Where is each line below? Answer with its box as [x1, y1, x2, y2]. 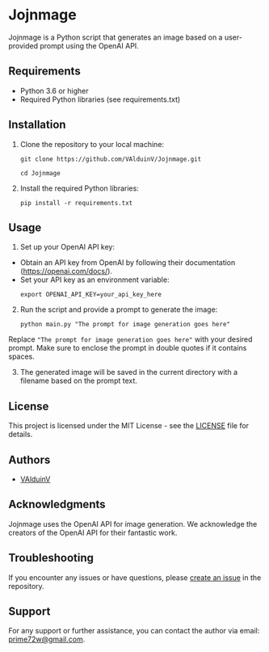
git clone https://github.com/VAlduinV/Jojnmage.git [19, 155, 202, 163]
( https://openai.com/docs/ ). [19, 267, 113, 276]
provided [8, 40, 39, 50]
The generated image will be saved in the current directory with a [19, 368, 238, 377]
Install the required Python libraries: [19, 183, 139, 193]
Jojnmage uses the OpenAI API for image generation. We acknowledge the [8, 519, 258, 528]
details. [8, 430, 33, 440]
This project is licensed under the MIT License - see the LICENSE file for [8, 421, 249, 431]
